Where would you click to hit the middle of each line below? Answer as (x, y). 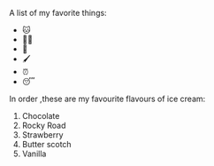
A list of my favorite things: (58, 13)
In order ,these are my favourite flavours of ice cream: (107, 99)
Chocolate (41, 116)
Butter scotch (47, 144)
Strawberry (42, 135)
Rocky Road (44, 125)
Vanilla (34, 154)
